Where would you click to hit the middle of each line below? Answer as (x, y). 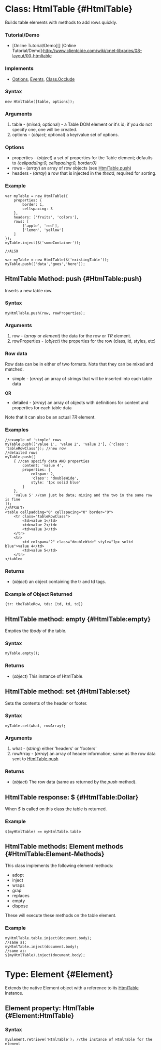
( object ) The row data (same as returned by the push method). (74, 782)
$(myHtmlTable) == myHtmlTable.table (43, 832)
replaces (21, 896)
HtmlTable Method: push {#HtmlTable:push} (73, 279)
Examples (17, 430)
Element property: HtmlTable (50, 1008)
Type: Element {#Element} (59, 974)
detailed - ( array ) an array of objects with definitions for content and (80, 403)
